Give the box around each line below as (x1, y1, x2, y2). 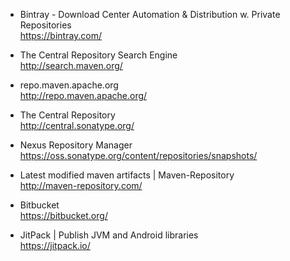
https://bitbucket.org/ (19, 210, 108, 221)
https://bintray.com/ (19, 30, 103, 41)
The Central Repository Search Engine (19, 49, 178, 61)
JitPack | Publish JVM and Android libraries (19, 229, 199, 241)
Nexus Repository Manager (19, 139, 133, 151)
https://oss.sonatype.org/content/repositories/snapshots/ (19, 150, 258, 161)
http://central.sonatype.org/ (19, 120, 135, 131)
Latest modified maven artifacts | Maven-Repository (19, 169, 235, 181)
